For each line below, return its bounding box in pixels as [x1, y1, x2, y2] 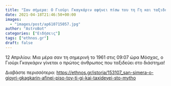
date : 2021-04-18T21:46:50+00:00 [5, 12, 76, 17]
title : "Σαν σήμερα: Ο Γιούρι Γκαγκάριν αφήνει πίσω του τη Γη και [5, 7, 152, 13]
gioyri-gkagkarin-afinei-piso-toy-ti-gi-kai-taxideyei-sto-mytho [5, 74, 136, 81]
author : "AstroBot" [5, 26, 47, 31]
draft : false [5, 40, 33, 46]
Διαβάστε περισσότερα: [5, 69, 55, 75]
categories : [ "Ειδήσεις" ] [5, 31, 60, 36]
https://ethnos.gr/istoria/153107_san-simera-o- [56, 69, 154, 75]
